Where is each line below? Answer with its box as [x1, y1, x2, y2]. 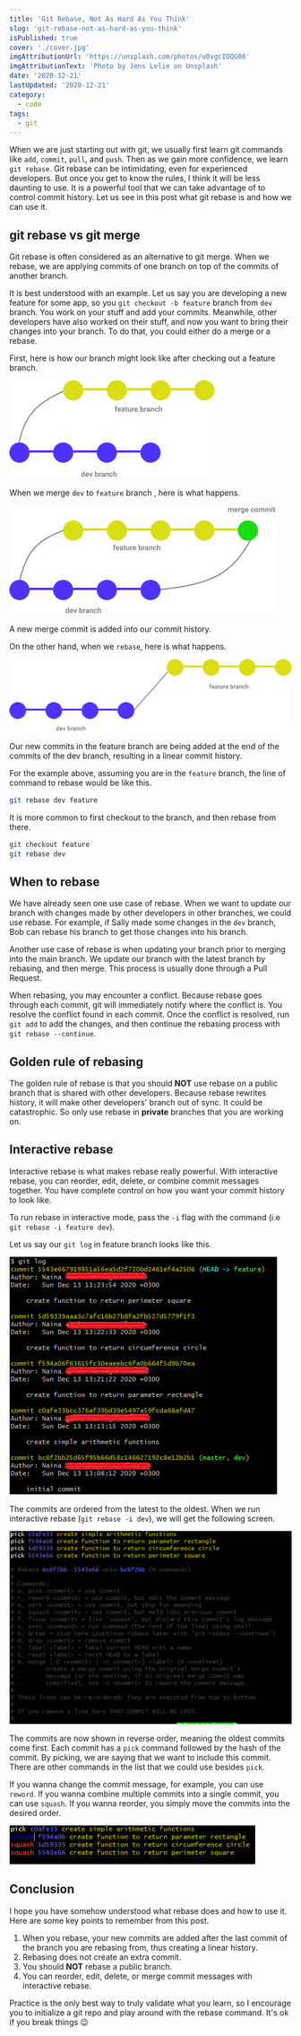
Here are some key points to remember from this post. [9, 1915, 210, 1926]
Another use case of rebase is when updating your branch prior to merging [9, 944, 287, 955]
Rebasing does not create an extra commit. [21, 1952, 182, 1962]
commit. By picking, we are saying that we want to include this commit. [9, 1752, 271, 1762]
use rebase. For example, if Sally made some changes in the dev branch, [9, 917, 276, 928]
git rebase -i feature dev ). [9, 1221, 116, 1232]
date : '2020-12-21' [9, 72, 82, 81]
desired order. [9, 1807, 61, 1818]
